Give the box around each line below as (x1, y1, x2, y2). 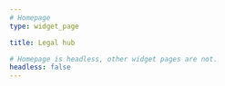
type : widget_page (9, 22, 79, 31)
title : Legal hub (9, 38, 76, 47)
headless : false (9, 62, 71, 72)
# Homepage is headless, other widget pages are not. (9, 54, 219, 63)
